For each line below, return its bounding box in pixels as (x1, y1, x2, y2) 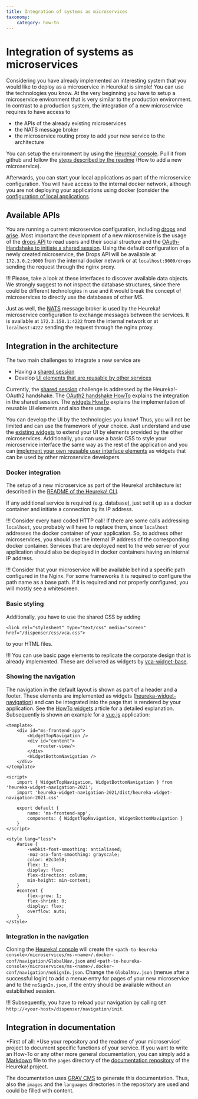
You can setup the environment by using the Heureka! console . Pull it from (6, 150, 187, 157)
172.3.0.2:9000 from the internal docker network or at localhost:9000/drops (6, 257, 192, 264)
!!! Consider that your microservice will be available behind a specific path (6, 566, 186, 573)
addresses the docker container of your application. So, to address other (6, 529, 183, 537)
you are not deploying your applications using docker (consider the (6, 187, 169, 194)
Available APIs (6, 210, 60, 220)
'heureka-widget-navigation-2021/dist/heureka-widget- (35, 789, 173, 796)
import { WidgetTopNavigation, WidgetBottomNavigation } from (16, 779, 173, 785)
